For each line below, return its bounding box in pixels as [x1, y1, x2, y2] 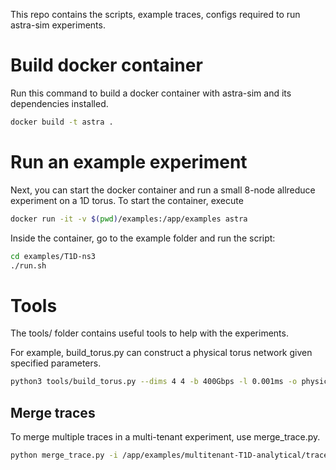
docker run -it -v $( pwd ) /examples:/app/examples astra [10, 214, 248, 224]
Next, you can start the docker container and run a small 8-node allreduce [10, 184, 316, 196]
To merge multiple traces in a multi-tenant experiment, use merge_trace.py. [10, 431, 321, 443]
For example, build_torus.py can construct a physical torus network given [10, 347, 313, 359]
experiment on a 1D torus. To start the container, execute [10, 194, 244, 206]
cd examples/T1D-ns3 [10, 251, 97, 261]
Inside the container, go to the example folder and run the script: [10, 232, 276, 244]
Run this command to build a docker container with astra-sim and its [10, 87, 292, 99]
